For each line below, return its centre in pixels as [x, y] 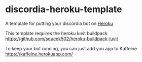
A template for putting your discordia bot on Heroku [59, 23]
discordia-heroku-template [64, 9]
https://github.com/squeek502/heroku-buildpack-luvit [62, 39]
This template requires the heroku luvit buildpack [56, 33]
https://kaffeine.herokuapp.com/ [39, 54]
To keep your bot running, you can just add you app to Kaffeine [71, 48]
